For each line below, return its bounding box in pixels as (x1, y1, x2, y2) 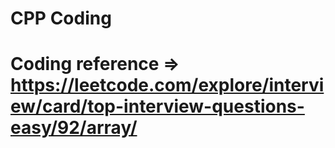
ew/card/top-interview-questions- (10, 95, 305, 118)
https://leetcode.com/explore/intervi (10, 74, 325, 97)
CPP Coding (10, 7, 112, 30)
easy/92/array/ (10, 117, 138, 139)
